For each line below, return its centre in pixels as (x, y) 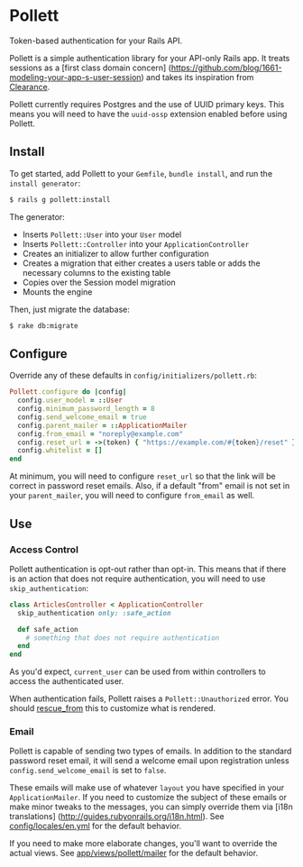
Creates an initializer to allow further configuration (115, 253)
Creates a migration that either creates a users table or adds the (141, 263)
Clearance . (30, 87)
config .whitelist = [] (60, 451)
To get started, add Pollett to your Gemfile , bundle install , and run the (141, 173)
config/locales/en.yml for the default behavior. (96, 826)
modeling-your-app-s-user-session (75, 77)
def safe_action (48, 629)
